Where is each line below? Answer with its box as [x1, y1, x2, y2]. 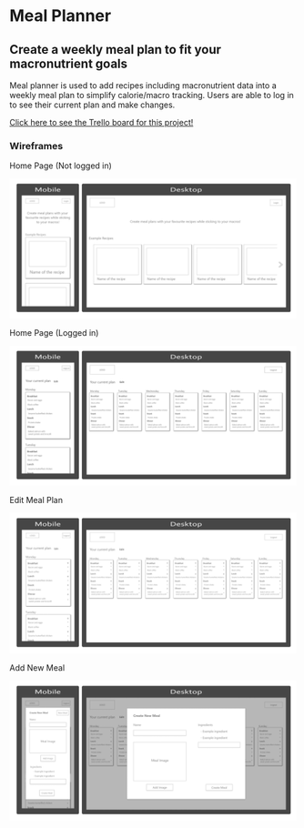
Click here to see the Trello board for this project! [9, 117, 194, 127]
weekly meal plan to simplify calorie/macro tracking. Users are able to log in [9, 90, 294, 100]
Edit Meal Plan [9, 495, 64, 506]
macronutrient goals [9, 56, 128, 71]
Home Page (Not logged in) [9, 160, 112, 171]
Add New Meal [9, 661, 66, 673]
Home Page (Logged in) [9, 328, 99, 338]
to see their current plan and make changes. [9, 99, 176, 110]
